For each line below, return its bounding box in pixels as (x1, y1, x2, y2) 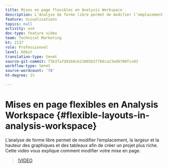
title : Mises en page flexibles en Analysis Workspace (5, 7, 123, 13)
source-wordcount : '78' (5, 68, 55, 73)
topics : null (5, 21, 33, 27)
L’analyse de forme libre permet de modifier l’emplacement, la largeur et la (5, 137, 159, 143)
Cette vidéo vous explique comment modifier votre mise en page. (5, 147, 141, 153)
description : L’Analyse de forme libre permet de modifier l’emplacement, (5, 12, 165, 17)
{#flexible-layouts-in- (56, 110, 150, 121)
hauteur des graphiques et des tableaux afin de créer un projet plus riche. (5, 142, 158, 148)
